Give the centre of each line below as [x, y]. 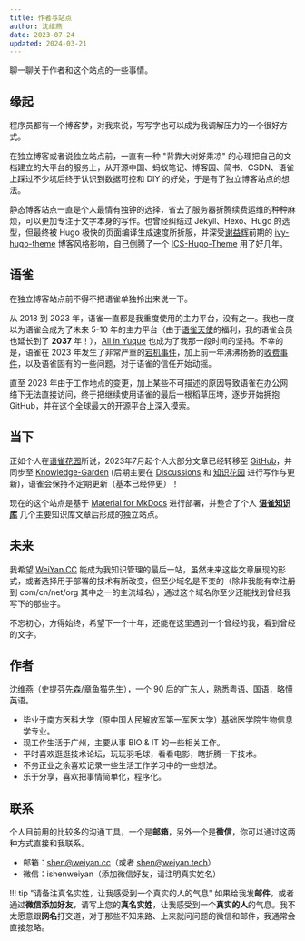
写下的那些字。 [37, 603]
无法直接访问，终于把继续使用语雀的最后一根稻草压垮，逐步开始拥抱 [152, 394]
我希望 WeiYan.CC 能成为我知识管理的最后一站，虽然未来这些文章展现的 [144, 569]
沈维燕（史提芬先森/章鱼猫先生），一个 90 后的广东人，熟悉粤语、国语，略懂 [151, 689]
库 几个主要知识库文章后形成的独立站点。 [86, 514]
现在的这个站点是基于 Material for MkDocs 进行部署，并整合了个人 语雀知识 [150, 502]
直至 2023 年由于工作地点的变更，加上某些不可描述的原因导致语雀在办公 [145, 382]
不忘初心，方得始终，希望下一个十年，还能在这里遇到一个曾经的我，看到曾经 [152, 622]
